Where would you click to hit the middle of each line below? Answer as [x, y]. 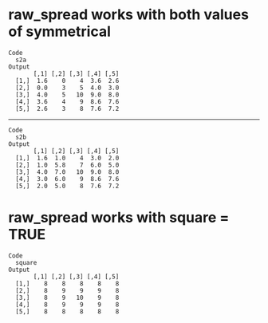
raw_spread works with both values [129, 15]
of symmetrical [60, 32]
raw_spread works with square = [119, 218]
